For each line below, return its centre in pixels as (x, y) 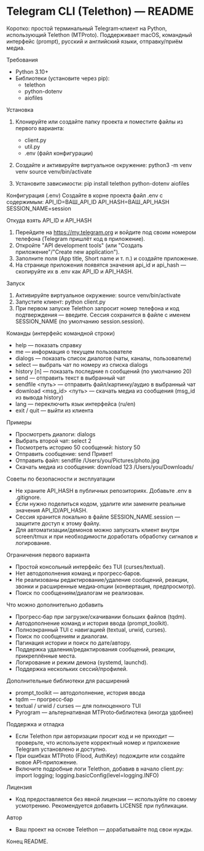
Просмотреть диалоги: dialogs (55, 434)
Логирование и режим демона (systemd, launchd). (82, 662)
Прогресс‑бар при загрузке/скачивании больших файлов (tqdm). (100, 616)
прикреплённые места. (46, 656)
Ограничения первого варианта (48, 555)
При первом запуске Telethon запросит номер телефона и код (97, 308)
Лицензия (19, 787)
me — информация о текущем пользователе (74, 351)
